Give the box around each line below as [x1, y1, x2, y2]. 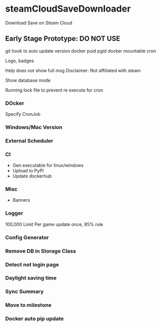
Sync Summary [5, 288, 44, 295]
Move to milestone [5, 302, 52, 309]
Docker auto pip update [5, 315, 64, 322]
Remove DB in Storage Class [5, 247, 76, 254]
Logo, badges [5, 58, 34, 64]
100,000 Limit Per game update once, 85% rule [5, 221, 103, 227]
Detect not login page [5, 261, 60, 268]
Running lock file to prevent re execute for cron [5, 87, 103, 93]
